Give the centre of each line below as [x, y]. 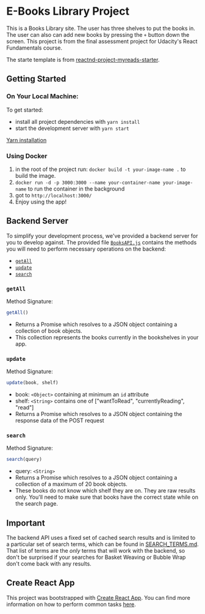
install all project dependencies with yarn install [77, 121]
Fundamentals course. [34, 48]
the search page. [36, 504]
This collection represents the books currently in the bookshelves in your [107, 337]
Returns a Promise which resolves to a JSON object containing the [99, 414]
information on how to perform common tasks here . [71, 604]
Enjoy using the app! [41, 202]
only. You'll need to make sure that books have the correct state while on [106, 497]
